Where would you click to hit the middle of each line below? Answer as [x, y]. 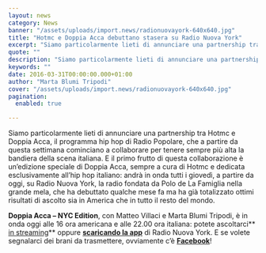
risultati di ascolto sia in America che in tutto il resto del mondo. [112, 200]
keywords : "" [30, 67]
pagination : [28, 96]
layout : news [30, 15]
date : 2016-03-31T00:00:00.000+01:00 [70, 74]
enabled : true [38, 104]
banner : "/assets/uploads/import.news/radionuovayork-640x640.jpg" [122, 30]
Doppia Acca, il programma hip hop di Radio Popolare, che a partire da [123, 142]
